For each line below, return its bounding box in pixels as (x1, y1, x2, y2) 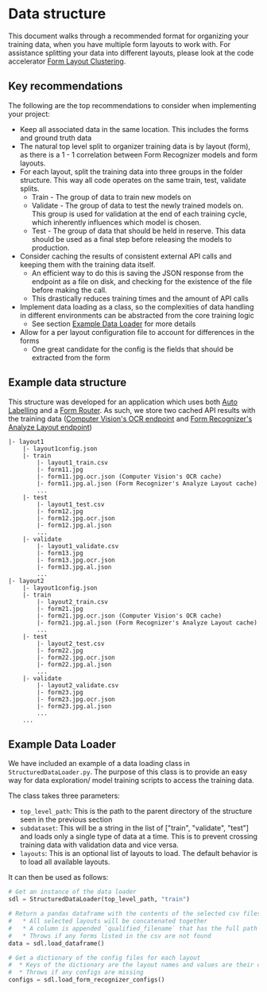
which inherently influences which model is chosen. (31, 217, 202, 227)
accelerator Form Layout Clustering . (8, 56, 126, 66)
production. (31, 243, 70, 252)
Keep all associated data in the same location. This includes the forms (19, 124, 249, 134)
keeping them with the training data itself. (19, 259, 156, 269)
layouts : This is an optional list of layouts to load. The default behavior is (19, 849, 258, 858)
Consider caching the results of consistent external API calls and (19, 251, 232, 261)
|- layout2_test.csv (37, 640, 105, 648)
